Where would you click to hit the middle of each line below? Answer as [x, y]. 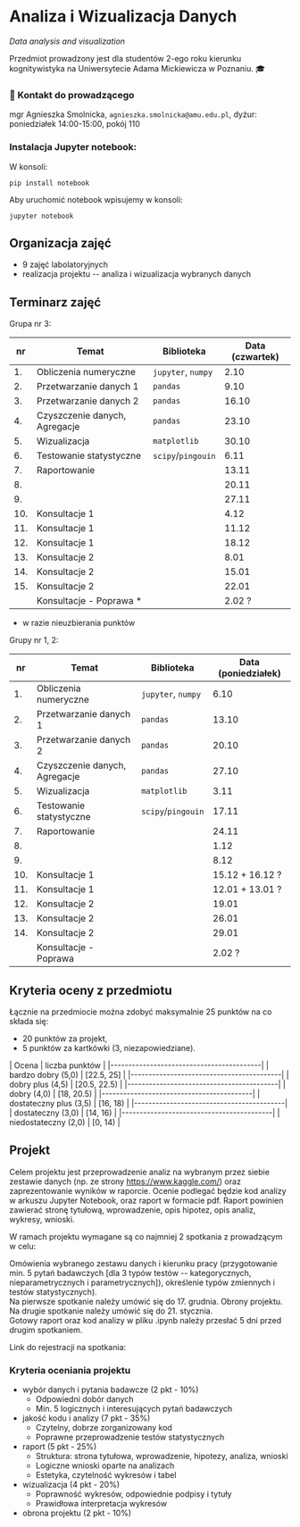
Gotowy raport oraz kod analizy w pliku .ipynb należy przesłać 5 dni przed [146, 1320]
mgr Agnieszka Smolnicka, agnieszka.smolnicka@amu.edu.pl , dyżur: [133, 114]
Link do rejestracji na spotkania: [68, 1347]
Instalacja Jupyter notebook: [73, 147]
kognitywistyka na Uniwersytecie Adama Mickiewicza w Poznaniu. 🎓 [137, 68]
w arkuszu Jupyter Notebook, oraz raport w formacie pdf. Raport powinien [146, 1200]
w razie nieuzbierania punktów [79, 623]
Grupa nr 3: [30, 324]
